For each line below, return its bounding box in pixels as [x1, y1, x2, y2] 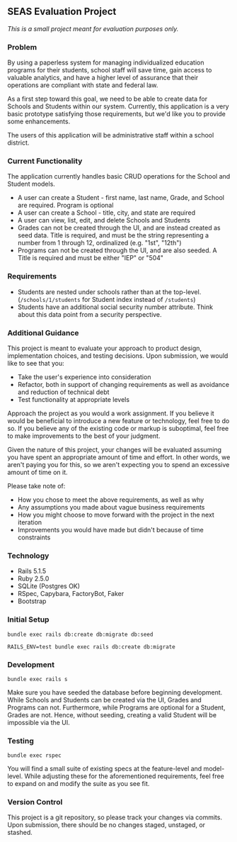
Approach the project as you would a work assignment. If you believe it [7, 409, 214, 417]
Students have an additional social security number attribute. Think [17, 303, 214, 311]
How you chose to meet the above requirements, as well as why [17, 495, 204, 504]
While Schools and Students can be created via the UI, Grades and [7, 695, 202, 704]
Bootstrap [17, 597, 47, 605]
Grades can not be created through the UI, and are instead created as [17, 223, 221, 232]
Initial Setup [7, 614, 50, 624]
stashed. [7, 829, 33, 837]
